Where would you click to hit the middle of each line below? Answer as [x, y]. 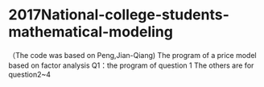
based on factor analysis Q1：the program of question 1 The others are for [131, 65]
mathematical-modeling [91, 32]
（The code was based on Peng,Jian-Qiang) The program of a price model [132, 55]
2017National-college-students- [119, 15]
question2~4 [29, 74]
